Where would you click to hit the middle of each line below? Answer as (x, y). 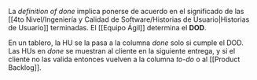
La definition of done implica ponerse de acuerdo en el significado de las (126, 11)
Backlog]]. (25, 68)
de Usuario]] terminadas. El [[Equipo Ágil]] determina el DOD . (107, 28)
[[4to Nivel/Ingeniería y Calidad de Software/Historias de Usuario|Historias (129, 19)
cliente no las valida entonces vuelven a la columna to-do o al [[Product (124, 59)
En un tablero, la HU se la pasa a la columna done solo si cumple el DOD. (126, 43)
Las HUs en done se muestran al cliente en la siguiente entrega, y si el (122, 51)
